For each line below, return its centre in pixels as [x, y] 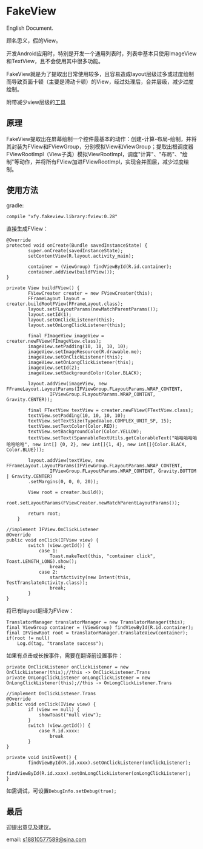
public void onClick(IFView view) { [52, 540]
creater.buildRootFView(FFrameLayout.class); [65, 304]
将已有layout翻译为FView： [40, 610]
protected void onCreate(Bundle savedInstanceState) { [77, 245]
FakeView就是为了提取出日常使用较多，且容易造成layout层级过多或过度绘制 [100, 74]
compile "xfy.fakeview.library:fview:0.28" [62, 216]
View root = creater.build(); [66, 492]
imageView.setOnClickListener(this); [75, 357]
